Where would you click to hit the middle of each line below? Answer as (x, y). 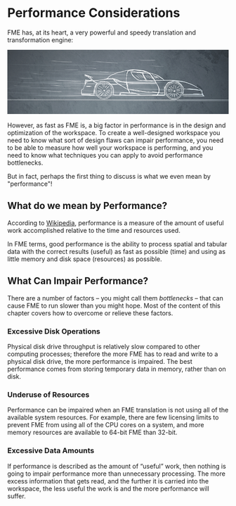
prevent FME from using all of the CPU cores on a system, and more (106, 425)
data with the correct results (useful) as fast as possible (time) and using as (117, 251)
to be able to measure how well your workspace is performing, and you (110, 148)
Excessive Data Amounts (51, 450)
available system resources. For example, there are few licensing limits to (113, 417)
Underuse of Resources (48, 394)
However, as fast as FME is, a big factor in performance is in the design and (117, 125)
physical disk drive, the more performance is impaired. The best (100, 362)
